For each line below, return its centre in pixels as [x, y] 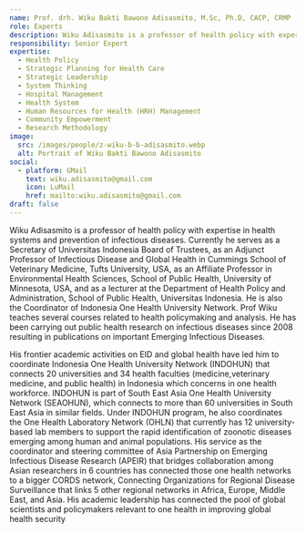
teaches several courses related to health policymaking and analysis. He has [153, 317]
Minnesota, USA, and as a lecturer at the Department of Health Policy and [148, 288]
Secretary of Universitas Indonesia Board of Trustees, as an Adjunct [137, 249]
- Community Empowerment [65, 119]
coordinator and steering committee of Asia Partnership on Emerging [139, 451]
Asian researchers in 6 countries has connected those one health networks [150, 470]
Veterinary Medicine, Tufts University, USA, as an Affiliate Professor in [141, 269]
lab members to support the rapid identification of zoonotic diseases [163, 431]
